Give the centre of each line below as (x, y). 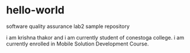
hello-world (36, 10)
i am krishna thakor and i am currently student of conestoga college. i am (95, 37)
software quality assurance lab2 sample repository (68, 26)
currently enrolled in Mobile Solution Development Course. (78, 44)
